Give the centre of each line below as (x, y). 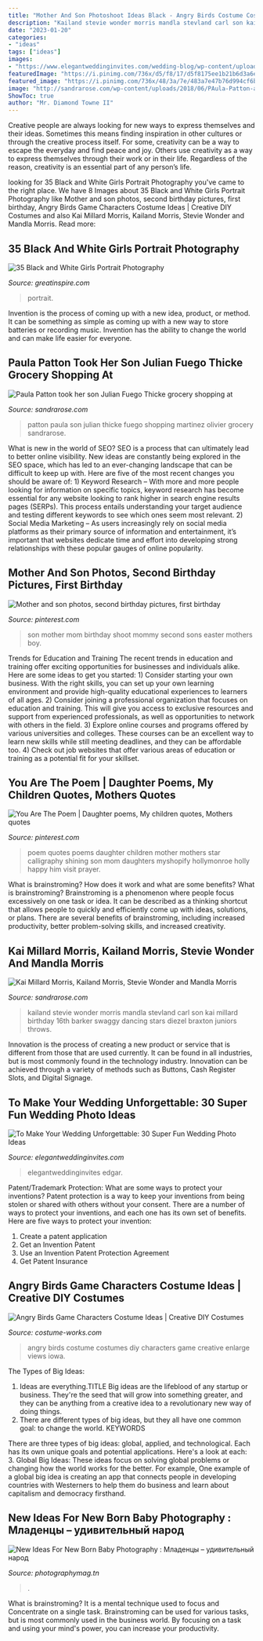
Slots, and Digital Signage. (50, 1078)
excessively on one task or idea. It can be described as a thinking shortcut (128, 901)
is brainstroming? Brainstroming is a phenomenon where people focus (121, 893)
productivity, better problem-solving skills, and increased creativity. (117, 926)
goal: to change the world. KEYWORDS (82, 1428)
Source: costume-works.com (55, 1332)
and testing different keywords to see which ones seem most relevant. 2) (126, 514)
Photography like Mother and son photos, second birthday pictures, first (124, 199)
